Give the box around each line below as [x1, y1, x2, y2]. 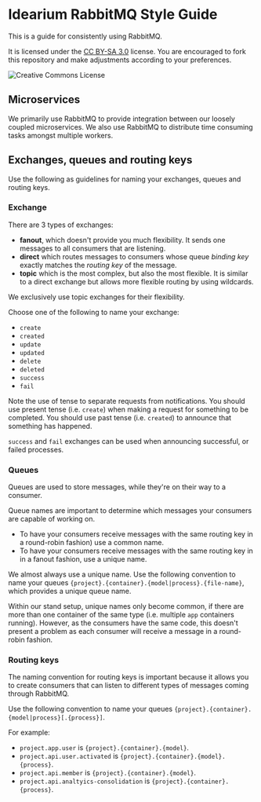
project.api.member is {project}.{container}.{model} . [19, 768, 196, 778]
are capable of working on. [8, 515, 96, 524]
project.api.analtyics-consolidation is [19, 776, 150, 786]
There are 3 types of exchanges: [8, 220, 114, 229]
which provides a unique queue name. [8, 587, 132, 596]
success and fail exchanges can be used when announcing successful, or [8, 436, 249, 445]
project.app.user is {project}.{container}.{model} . [19, 743, 190, 753]
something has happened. [8, 421, 92, 430]
